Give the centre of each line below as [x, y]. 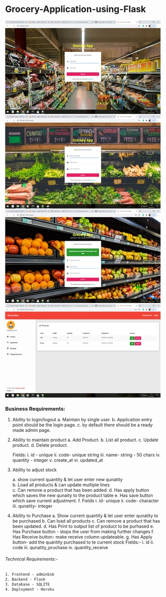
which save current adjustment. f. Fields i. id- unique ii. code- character [85, 501]
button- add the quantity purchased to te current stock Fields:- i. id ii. [83, 542]
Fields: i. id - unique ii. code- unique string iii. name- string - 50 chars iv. [86, 455]
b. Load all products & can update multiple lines [61, 485]
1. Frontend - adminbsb [30, 575]
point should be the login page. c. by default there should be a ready [83, 425]
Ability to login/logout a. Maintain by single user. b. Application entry [82, 420]
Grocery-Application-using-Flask [76, 9]
